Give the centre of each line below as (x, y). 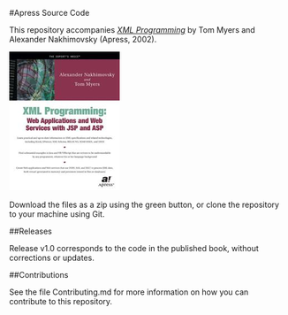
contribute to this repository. (61, 301)
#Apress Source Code (49, 13)
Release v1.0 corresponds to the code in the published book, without (134, 248)
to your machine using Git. (57, 214)
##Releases (31, 231)
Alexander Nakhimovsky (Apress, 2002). (83, 39)
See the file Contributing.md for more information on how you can (129, 292)
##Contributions (39, 275)
